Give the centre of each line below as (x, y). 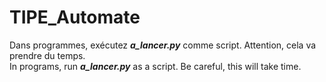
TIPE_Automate (75, 17)
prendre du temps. (47, 55)
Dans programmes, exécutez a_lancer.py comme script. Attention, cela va (163, 45)
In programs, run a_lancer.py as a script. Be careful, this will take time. (155, 66)
